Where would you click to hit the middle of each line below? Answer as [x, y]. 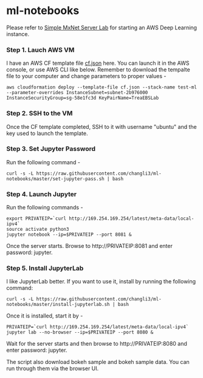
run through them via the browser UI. [53, 369]
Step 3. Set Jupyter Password [51, 149]
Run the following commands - [45, 208]
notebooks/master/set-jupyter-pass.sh [55, 179]
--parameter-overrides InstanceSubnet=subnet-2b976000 [77, 93]
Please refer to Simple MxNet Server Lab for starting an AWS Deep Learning [102, 27]
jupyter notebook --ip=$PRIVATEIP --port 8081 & [69, 235]
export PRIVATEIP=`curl [36, 219]
